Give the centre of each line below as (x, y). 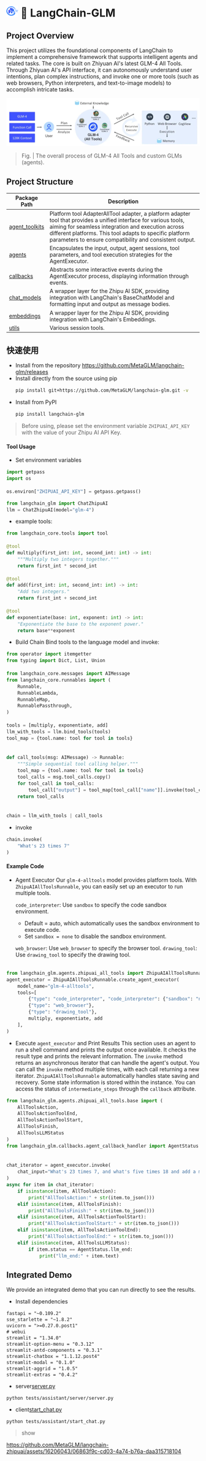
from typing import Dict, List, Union (56, 661)
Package (27, 198)
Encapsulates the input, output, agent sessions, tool (114, 248)
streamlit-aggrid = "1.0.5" (42, 1369)
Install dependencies (42, 1302)
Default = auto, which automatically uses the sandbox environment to (112, 923)
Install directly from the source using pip (66, 378)
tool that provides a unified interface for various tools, (117, 220)
